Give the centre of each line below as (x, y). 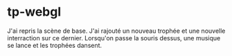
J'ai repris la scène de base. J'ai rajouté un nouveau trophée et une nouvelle (116, 31)
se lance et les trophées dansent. (55, 45)
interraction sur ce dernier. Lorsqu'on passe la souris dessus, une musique (114, 38)
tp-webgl (34, 12)
